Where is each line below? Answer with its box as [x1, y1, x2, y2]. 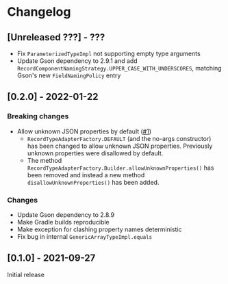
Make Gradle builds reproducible [16, 218, 110, 226]
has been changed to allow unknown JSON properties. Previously [27, 142, 213, 150]
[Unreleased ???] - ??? [7, 31, 105, 43]
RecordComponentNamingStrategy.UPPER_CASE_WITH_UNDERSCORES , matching [16, 64, 222, 72]
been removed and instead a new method [27, 170, 145, 179]
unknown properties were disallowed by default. [27, 149, 164, 157]
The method [27, 156, 62, 164]
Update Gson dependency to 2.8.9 [16, 210, 115, 219]
